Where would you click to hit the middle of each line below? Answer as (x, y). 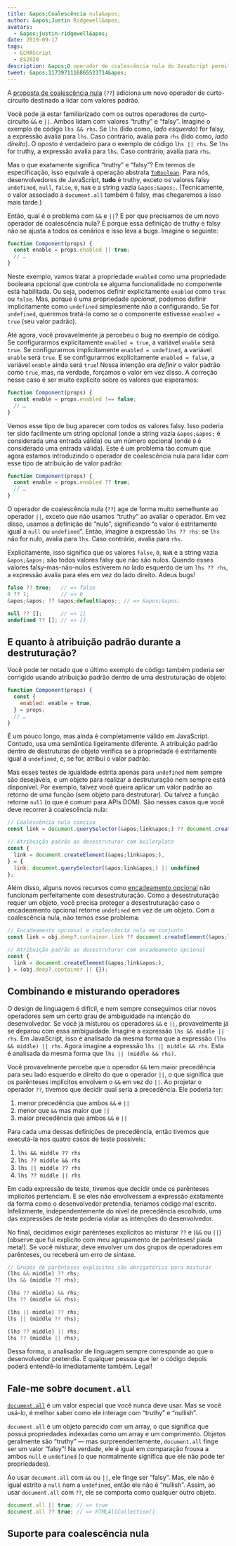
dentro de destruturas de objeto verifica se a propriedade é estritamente (112, 751)
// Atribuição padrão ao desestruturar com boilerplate (91, 842)
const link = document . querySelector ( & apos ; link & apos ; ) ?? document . (111, 829)
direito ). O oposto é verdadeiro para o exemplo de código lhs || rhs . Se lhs (118, 143)
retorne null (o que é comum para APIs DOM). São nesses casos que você (116, 802)
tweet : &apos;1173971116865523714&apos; (67, 72)
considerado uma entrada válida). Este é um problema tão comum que (109, 448)
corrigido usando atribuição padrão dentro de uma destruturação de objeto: (117, 677)
